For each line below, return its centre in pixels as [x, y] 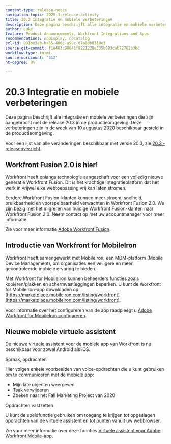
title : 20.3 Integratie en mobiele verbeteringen [59, 19]
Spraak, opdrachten [26, 359]
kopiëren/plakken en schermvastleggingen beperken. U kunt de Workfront [83, 284]
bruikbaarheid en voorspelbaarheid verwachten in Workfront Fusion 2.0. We [85, 203]
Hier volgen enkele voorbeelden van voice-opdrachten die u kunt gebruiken [85, 369]
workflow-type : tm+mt [28, 53]
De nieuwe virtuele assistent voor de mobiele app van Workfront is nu [78, 344]
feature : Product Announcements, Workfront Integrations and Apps [77, 34]
